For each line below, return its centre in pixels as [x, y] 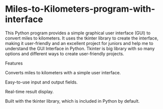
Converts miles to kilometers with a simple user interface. [63, 72]
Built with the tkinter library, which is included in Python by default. [72, 101]
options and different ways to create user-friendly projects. [65, 54]
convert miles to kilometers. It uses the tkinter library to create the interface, [82, 38]
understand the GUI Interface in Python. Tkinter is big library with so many [80, 48]
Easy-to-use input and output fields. [41, 82]
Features [14, 63]
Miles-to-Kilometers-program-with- [80, 9]
